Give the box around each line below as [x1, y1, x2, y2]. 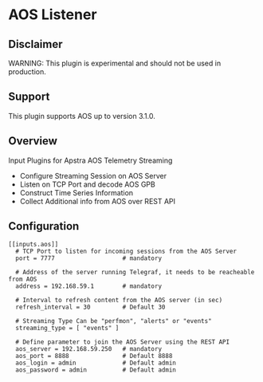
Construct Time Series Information [19, 187, 134, 197]
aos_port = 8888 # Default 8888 [15, 352, 173, 360]
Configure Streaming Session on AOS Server [19, 171, 167, 180]
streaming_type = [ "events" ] [15, 325, 120, 333]
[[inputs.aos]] [8, 241, 59, 249]
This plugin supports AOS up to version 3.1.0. [8, 111, 155, 120]
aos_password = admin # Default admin [15, 366, 177, 374]
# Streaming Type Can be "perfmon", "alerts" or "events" [15, 317, 213, 325]
